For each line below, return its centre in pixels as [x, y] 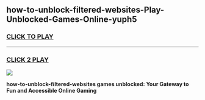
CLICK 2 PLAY [27, 59]
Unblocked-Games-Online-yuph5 [72, 20]
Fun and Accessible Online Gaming [52, 90]
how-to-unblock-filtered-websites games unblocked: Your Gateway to [98, 84]
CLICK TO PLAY [30, 37]
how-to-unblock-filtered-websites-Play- [85, 10]
